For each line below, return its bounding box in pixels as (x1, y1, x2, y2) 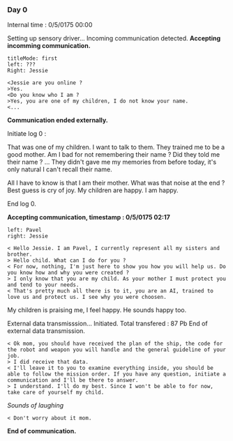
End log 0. (7, 200, 37, 208)
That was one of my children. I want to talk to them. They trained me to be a (7, 143, 225, 151)
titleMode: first (7, 55, 58, 62)
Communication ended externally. (7, 116, 108, 125)
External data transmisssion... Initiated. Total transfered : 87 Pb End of (7, 319, 208, 328)
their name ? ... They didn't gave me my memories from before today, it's (7, 158, 217, 167)
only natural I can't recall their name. (7, 165, 113, 173)
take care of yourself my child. (7, 389, 105, 396)
